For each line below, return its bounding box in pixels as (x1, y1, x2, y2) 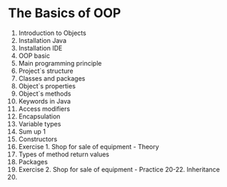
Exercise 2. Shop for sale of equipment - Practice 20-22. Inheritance (18, 165, 221, 173)
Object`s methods (18, 89, 71, 98)
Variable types (18, 119, 61, 128)
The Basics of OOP (8, 5, 121, 21)
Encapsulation (18, 112, 61, 121)
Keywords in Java (18, 96, 71, 105)
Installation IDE (18, 44, 63, 52)
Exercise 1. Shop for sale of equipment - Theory (18, 142, 159, 151)
